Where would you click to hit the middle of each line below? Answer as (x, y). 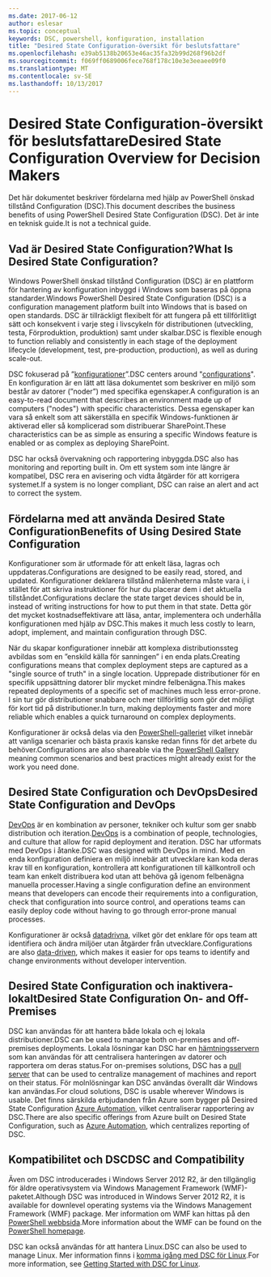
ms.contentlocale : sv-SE (50, 76)
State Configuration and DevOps (92, 805)
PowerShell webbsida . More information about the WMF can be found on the (135, 1222)
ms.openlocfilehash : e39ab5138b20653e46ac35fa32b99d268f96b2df (117, 53)
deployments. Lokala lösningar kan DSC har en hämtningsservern (150, 1048)
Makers (34, 175)
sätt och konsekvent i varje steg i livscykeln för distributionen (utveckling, (131, 324)
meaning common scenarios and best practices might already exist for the (132, 759)
